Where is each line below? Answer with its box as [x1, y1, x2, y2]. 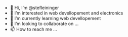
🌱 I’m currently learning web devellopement [10, 15, 101, 21]
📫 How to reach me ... [10, 26, 57, 32]
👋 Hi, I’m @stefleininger [10, 5, 59, 10]
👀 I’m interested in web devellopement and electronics [10, 10, 123, 16]
